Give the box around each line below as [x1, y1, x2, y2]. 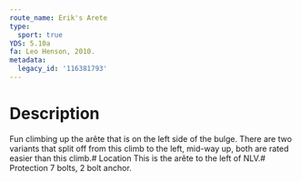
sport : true [17, 30, 64, 39]
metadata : [9, 56, 47, 65]
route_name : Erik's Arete [9, 13, 107, 23]
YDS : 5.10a [9, 38, 51, 48]
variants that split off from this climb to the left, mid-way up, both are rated [9, 143, 289, 154]
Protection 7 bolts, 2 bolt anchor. [9, 162, 132, 173]
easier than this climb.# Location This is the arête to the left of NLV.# [9, 152, 266, 164]
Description [9, 104, 100, 124]
